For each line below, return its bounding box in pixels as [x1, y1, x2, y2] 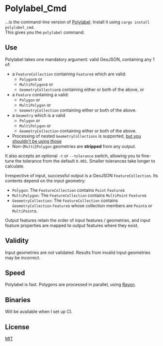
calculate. [5, 163, 25, 169]
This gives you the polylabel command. [5, 29, 85, 35]
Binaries [5, 295, 31, 304]
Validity [5, 237, 29, 245]
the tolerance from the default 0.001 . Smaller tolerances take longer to [15, 158, 155, 164]
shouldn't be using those [12, 138, 62, 144]
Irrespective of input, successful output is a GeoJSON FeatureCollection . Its [5, 172, 158, 178]
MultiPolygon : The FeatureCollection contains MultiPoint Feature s [12, 192, 147, 198]
